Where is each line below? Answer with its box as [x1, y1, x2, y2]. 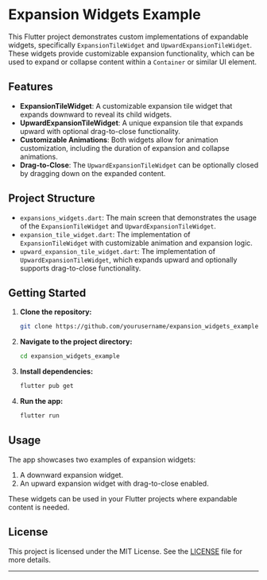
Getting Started [8, 286, 87, 299]
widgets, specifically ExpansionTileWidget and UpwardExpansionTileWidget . [8, 40, 253, 49]
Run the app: [19, 397, 64, 405]
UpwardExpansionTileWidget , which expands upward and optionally [19, 255, 238, 264]
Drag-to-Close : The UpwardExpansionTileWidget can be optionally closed [19, 160, 259, 170]
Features [8, 80, 53, 94]
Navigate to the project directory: [19, 337, 133, 347]
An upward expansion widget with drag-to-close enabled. [19, 478, 209, 488]
